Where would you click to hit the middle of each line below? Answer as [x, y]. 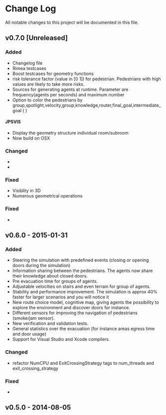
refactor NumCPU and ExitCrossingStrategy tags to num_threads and [83, 363]
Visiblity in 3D [26, 191]
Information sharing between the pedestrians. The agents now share [83, 271]
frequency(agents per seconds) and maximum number [68, 94]
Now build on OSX [31, 138]
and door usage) [29, 334]
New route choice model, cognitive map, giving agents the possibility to [85, 302]
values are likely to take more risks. [48, 84]
